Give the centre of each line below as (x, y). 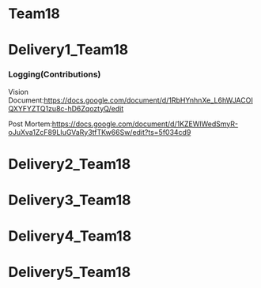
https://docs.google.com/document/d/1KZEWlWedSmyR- (145, 124)
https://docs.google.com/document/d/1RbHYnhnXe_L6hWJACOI (148, 100)
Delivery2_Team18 (70, 164)
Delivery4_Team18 (70, 236)
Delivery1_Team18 (68, 50)
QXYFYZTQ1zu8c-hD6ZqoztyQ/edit (66, 108)
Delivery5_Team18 (70, 272)
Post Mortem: (30, 124)
